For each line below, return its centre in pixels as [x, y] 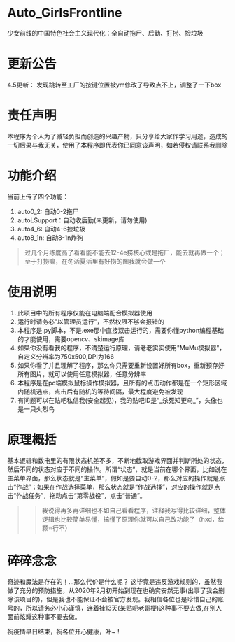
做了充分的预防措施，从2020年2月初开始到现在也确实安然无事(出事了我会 [113, 590]
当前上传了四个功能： [38, 197]
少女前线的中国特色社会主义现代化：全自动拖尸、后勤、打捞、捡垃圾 [105, 33]
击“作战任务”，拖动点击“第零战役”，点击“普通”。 [77, 495]
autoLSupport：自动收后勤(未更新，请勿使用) [82, 220]
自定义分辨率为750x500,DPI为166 [65, 356]
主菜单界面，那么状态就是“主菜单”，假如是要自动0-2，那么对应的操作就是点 [116, 478]
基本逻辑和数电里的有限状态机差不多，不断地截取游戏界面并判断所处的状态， [117, 460]
